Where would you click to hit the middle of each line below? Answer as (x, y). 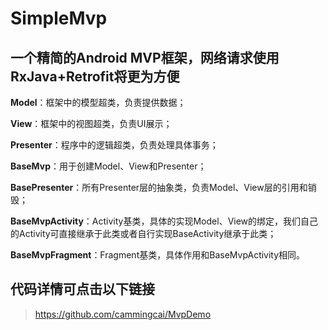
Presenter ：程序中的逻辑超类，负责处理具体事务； (114, 145)
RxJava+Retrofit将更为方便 (95, 76)
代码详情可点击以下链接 (82, 289)
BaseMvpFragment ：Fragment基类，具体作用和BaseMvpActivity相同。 (158, 255)
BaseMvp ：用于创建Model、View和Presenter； (108, 166)
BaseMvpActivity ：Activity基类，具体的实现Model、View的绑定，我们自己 (164, 221)
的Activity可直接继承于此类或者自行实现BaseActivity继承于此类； (143, 233)
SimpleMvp (59, 18)
